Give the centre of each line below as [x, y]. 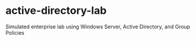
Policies [15, 32]
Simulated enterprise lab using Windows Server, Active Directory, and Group [98, 27]
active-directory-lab [56, 11]
